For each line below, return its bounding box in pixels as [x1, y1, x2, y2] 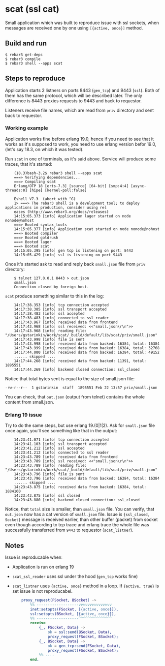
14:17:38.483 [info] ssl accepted [14, 311, 85, 316]
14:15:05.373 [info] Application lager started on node [14, 213, 132, 218]
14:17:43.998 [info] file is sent [14, 337, 85, 342]
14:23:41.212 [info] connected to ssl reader [14, 450, 109, 455]
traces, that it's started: [5, 161, 53, 167]
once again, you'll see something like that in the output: [5, 428, 117, 434]
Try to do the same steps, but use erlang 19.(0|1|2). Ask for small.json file [5, 423, 155, 428]
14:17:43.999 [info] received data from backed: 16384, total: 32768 [14, 345, 160, 350]
